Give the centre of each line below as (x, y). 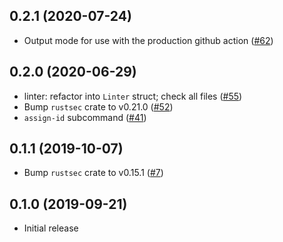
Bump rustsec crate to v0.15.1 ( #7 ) (93, 173)
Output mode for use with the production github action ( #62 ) (148, 40)
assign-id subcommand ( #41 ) (85, 117)
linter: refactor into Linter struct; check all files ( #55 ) (133, 96)
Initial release (51, 228)
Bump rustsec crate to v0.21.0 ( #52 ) (98, 106)
